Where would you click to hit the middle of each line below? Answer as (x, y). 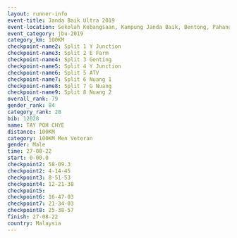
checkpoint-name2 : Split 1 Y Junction (64, 46)
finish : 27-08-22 (33, 217)
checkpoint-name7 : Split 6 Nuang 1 (60, 79)
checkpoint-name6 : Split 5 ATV (53, 73)
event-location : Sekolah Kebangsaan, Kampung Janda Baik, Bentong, (109, 27)
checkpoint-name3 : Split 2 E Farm (58, 54)
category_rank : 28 (34, 112)
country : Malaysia (34, 223)
